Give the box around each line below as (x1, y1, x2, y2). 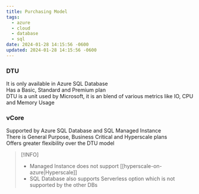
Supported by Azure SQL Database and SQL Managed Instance (6, 127, 162, 134)
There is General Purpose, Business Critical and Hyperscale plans (6, 134, 168, 141)
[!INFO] (20, 151, 39, 159)
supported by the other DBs (29, 182, 98, 189)
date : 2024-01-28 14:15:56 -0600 (6, 42, 89, 48)
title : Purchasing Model (6, 8, 68, 15)
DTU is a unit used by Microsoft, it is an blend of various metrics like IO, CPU (6, 93, 194, 100)
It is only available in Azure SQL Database (6, 80, 108, 88)
